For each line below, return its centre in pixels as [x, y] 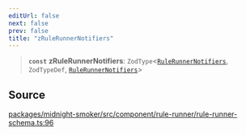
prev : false [28, 31]
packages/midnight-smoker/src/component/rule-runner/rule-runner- [123, 114]
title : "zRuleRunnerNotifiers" [61, 38]
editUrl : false [34, 16]
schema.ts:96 [31, 123]
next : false [28, 23]
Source [27, 94]
